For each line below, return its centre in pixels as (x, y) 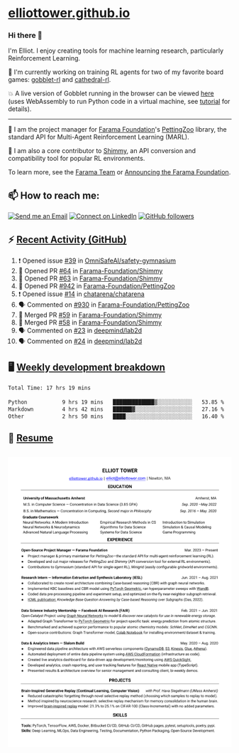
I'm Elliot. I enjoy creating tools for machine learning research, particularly (116, 51)
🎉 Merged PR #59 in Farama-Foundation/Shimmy (90, 315)
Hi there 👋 (26, 36)
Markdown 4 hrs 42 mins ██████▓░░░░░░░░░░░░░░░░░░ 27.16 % (116, 409)
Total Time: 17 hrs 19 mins (50, 388)
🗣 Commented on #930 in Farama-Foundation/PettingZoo (104, 305)
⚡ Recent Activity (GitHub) (67, 239)
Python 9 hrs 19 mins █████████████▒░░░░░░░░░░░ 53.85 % (116, 402)
